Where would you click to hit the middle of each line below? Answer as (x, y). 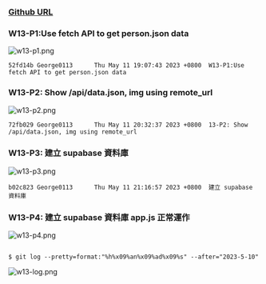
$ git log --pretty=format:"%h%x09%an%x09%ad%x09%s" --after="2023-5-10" (134, 257)
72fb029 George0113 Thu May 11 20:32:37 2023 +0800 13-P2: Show (128, 125)
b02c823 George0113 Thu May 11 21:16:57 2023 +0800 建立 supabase (131, 187)
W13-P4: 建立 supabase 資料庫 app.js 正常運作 (99, 217)
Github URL (31, 12)
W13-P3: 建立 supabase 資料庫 (69, 153)
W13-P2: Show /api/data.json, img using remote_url (111, 93)
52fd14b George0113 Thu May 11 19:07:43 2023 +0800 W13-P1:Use (127, 66)
